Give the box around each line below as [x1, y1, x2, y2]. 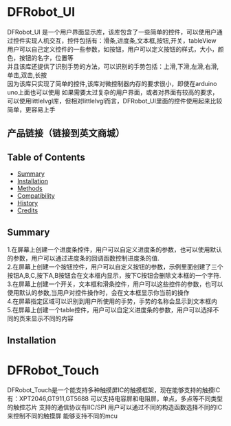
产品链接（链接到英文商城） [7, 128, 125, 139]
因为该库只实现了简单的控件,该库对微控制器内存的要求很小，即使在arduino [7, 79, 217, 88]
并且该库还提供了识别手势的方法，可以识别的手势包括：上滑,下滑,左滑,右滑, [7, 62, 219, 70]
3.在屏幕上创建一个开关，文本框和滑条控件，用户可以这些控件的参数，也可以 [7, 280, 223, 288]
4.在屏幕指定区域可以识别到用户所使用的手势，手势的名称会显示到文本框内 [7, 297, 218, 305]
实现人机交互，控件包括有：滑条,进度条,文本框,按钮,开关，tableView [25, 36, 217, 45]
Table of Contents [7, 151, 86, 163]
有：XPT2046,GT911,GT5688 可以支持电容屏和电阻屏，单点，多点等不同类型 [7, 394, 223, 403]
